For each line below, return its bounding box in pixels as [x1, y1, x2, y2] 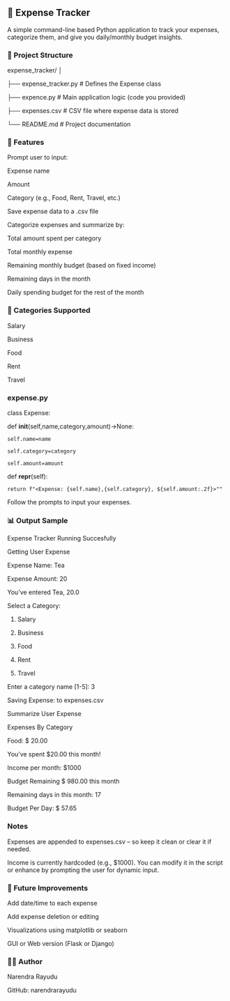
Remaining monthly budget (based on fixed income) [7, 261, 157, 270]
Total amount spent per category [7, 234, 102, 242]
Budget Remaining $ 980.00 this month [7, 777, 120, 786]
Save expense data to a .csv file [7, 207, 99, 216]
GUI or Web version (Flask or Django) [7, 939, 115, 947]
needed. [7, 844, 31, 853]
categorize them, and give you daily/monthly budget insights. [7, 33, 183, 41]
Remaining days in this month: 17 [7, 791, 101, 799]
